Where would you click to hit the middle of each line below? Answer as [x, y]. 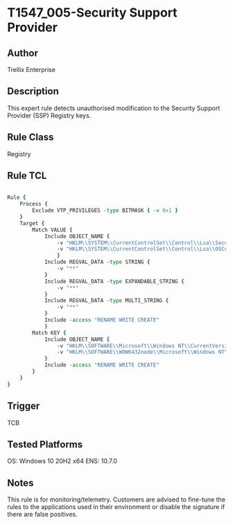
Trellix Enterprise [31, 70]
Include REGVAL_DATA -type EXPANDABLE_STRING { [114, 281]
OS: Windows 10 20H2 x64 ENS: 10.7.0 [62, 461]
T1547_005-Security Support [93, 13]
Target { [32, 223]
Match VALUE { [52, 230]
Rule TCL [27, 176]
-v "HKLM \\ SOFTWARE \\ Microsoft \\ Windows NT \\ [123, 346]
